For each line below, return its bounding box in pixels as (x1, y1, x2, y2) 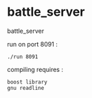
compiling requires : (7, 65, 64, 73)
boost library (7, 78, 48, 86)
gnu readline (7, 84, 45, 91)
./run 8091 (7, 53, 38, 60)
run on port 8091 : (7, 40, 58, 48)
